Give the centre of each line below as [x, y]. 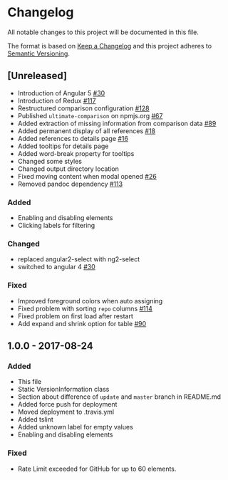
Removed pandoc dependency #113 [70, 184]
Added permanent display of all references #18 [87, 131]
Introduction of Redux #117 [57, 100]
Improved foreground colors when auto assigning [90, 301]
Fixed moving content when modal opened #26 [87, 176]
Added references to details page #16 [73, 138]
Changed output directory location [68, 169]
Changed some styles [50, 161]
